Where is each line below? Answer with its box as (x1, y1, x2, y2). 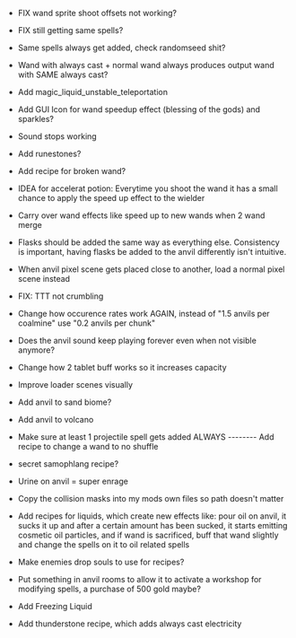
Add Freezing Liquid (17, 601, 92, 611)
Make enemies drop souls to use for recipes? (17, 556, 185, 567)
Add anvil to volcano (17, 415, 94, 424)
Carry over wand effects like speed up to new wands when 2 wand (17, 210, 266, 221)
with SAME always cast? (17, 69, 109, 80)
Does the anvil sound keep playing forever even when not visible (17, 336, 257, 345)
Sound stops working (17, 131, 97, 142)
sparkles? (17, 114, 55, 124)
